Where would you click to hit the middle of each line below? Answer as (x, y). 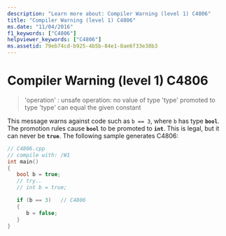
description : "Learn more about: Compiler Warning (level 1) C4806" (109, 14)
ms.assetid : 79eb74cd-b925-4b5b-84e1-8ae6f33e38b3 (83, 46)
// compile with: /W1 (39, 155)
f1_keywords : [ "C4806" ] (42, 33)
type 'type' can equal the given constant (83, 107)
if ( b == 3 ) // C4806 (51, 200)
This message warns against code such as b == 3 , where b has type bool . (113, 121)
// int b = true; (42, 188)
